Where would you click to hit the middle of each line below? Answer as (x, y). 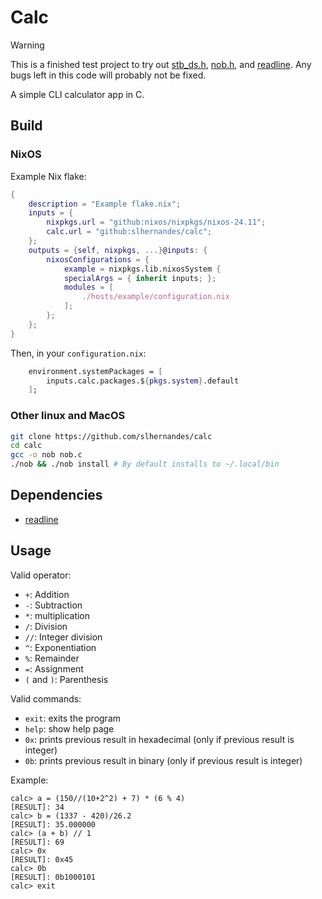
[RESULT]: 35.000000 (53, 824)
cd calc (26, 446)
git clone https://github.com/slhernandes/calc (111, 436)
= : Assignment (54, 668)
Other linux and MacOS (68, 416)
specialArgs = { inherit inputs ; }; (140, 278)
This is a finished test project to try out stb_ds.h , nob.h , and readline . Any (161, 64)
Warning (27, 45)
